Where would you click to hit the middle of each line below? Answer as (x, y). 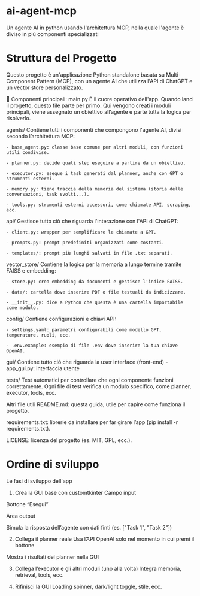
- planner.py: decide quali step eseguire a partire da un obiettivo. (96, 163)
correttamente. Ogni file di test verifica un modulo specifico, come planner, (99, 386)
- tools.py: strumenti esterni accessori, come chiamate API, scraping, (99, 205)
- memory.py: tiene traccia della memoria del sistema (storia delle (95, 189)
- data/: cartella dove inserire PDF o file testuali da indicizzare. (96, 292)
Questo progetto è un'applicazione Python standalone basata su (86, 75)
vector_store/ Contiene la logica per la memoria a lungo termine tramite (94, 264)
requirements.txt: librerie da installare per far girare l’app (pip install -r (92, 422)
